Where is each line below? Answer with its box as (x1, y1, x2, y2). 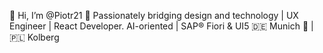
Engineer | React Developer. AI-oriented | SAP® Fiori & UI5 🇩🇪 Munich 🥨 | (9, 20, 314, 32)
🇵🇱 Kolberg (9, 31, 60, 43)
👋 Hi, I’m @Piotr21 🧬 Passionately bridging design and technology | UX (9, 10, 299, 21)
